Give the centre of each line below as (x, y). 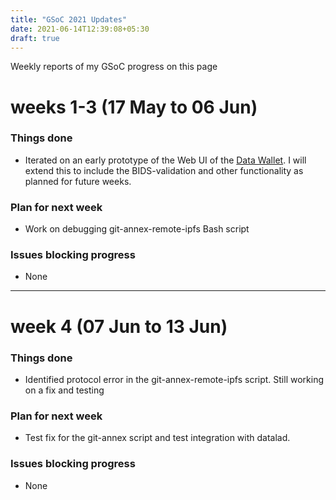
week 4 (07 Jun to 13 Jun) (119, 326)
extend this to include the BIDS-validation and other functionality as (164, 170)
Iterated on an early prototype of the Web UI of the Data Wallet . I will (165, 160)
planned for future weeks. (78, 181)
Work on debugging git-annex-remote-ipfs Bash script (137, 229)
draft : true (35, 38)
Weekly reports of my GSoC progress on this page (114, 67)
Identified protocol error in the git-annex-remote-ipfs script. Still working (174, 379)
